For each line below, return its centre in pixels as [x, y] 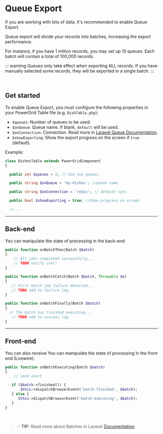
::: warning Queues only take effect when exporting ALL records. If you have [81, 66]
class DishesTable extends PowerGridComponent [53, 161]
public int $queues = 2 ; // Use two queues [54, 174]
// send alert [28, 376]
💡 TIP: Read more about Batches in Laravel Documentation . [76, 426]
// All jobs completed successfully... [54, 259]
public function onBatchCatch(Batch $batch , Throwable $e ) [66, 277]
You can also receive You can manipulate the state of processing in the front [81, 353]
